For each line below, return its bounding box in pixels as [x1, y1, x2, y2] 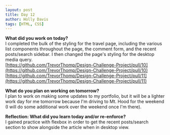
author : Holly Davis [5, 17, 49, 22]
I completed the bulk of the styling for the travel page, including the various [5, 41, 162, 47]
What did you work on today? [5, 35, 68, 41]
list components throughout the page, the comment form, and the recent [5, 46, 157, 52]
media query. [5, 56, 33, 63]
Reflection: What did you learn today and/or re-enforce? [5, 114, 126, 120]
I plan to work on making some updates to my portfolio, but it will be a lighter [5, 93, 165, 99]
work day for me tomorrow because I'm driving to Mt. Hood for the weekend [5, 99, 164, 105]
